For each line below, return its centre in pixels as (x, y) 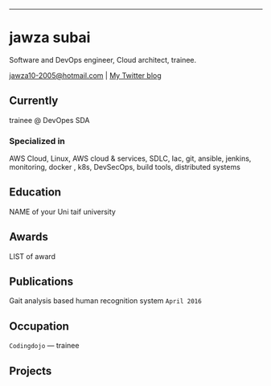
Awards (29, 237)
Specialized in (37, 141)
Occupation (39, 326)
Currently (34, 101)
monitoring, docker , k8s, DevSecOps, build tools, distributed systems (125, 167)
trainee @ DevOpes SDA (49, 120)
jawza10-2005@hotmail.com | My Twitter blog (85, 75)
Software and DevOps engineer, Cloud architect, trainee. (103, 60)
